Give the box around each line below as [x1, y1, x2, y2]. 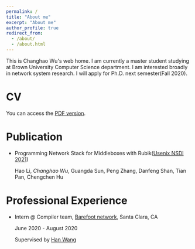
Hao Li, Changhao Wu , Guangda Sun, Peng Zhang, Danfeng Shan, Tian [14, 167, 186, 174]
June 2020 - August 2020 [14, 224, 78, 231]
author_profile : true [6, 25, 59, 31]
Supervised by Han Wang [14, 236, 76, 243]
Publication [6, 130, 63, 144]
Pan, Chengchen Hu [14, 173, 63, 180]
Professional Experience [6, 194, 128, 207]
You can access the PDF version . [6, 110, 86, 117]
